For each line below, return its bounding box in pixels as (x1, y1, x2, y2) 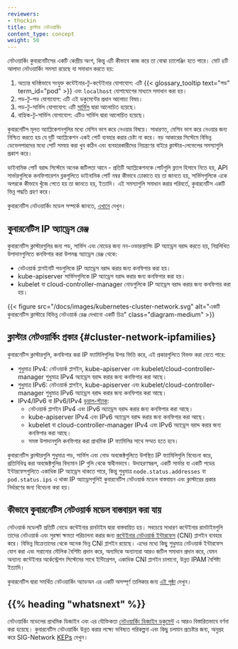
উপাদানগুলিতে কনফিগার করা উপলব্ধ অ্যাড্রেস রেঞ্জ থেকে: (7, 249, 118, 258)
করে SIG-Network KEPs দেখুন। (7, 633, 89, 642)
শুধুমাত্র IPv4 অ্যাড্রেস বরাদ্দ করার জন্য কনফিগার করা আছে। (45, 372, 167, 381)
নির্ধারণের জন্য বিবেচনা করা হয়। (7, 482, 71, 492)
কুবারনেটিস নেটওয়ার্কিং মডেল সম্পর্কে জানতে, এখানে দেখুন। (7, 202, 126, 210)
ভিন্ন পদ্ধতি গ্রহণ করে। (7, 187, 52, 196)
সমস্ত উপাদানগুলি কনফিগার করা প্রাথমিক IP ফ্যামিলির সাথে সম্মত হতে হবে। (28, 436, 179, 445)
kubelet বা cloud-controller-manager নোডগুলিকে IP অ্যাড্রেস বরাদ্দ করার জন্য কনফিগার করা (17, 279, 231, 289)
